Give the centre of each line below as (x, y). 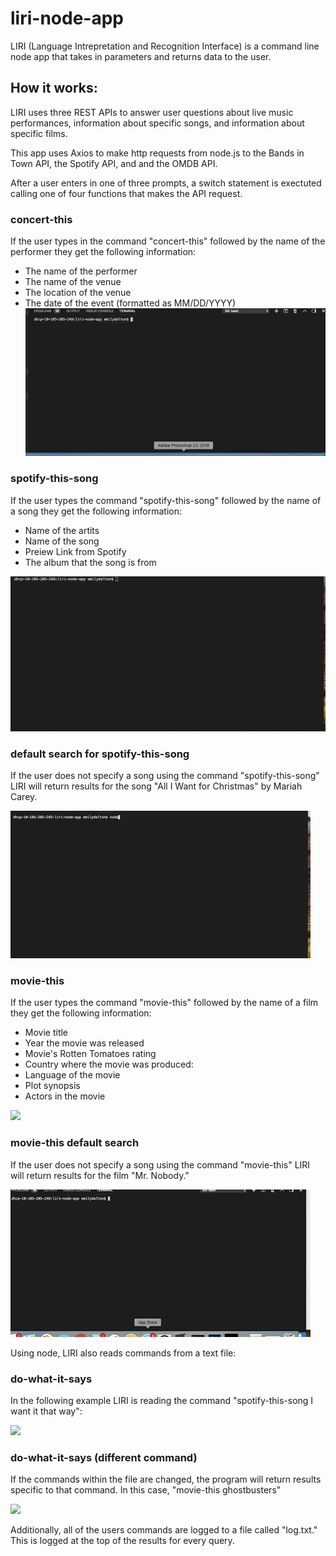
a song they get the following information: (96, 511)
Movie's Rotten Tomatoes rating (90, 1054)
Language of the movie (72, 1075)
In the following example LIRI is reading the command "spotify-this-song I (162, 1400)
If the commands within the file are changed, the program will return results (166, 1479)
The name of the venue (73, 282)
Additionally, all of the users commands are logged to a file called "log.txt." (164, 1530)
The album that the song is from (90, 562)
